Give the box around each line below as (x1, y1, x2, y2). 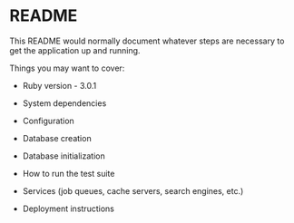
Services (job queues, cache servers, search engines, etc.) (22, 185, 244, 196)
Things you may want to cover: (9, 63, 125, 73)
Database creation (22, 132, 93, 143)
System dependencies (22, 97, 107, 109)
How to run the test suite (22, 168, 115, 179)
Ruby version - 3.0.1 (22, 80, 97, 91)
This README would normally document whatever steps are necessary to (9, 35, 285, 46)
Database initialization (22, 150, 106, 161)
